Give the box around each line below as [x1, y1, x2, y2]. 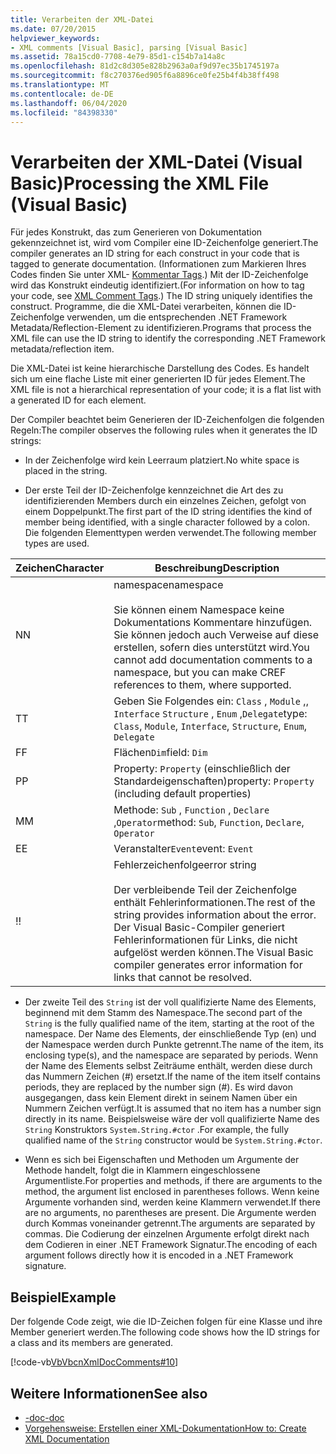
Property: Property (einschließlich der [113, 762, 291, 776]
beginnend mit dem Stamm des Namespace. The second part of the [24, 1007, 303, 1019]
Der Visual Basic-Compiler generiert [113, 921, 285, 935]
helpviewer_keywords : [10, 33, 101, 43]
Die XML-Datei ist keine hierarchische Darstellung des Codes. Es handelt [10, 362, 310, 375]
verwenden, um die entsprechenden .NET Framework [66, 311, 288, 323]
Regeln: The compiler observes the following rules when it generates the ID [10, 424, 318, 436]
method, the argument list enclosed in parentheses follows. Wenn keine [24, 1186, 320, 1198]
